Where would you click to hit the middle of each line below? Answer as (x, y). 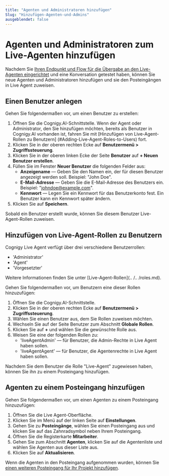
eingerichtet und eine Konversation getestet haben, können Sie (90, 74)
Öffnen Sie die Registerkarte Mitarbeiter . (55, 437)
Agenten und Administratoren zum (79, 44)
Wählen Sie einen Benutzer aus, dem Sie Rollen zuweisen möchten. (83, 319)
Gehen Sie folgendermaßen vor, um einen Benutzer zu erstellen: (72, 113)
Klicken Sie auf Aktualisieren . (44, 452)
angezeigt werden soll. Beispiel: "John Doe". (66, 177)
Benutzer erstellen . (33, 161)
